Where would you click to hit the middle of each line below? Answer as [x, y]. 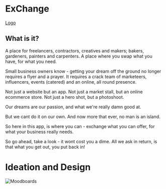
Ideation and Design [48, 167]
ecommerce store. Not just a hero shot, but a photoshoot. [65, 97]
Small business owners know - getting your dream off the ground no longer [83, 71]
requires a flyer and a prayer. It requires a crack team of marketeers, [76, 77]
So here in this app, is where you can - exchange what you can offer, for [80, 126]
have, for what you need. [31, 61]
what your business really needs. [39, 132]
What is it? [22, 39]
